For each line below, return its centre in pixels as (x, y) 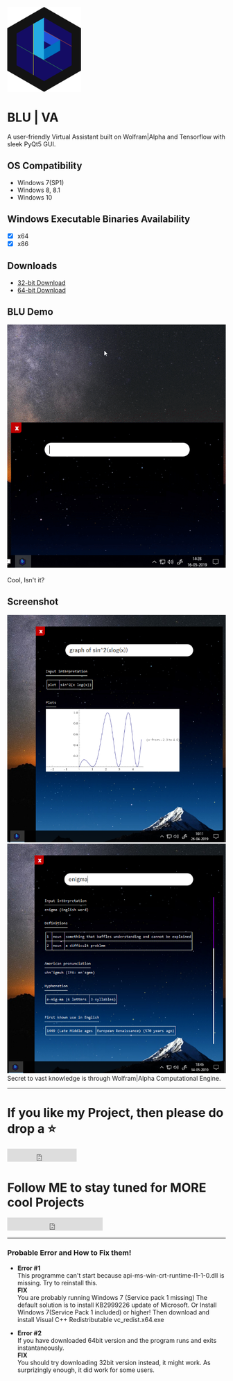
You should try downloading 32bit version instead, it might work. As (114, 1362)
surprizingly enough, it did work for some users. (86, 1370)
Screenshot (33, 602)
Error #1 (29, 1268)
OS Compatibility (45, 166)
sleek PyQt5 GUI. (32, 144)
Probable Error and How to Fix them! (69, 1253)
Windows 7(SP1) (41, 182)
